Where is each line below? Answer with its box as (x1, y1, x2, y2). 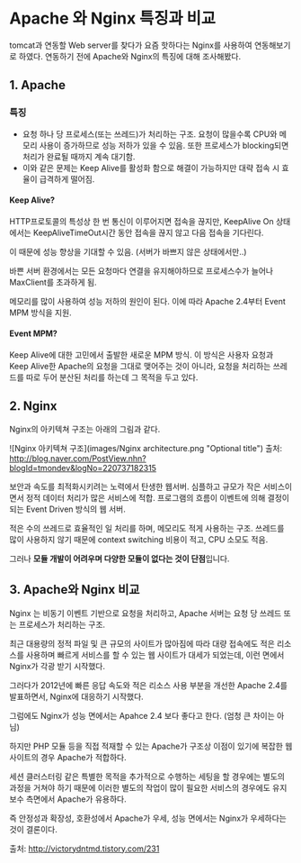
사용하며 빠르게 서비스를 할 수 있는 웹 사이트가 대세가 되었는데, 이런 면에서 (25, 650, 285, 660)
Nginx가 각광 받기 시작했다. (9, 660, 106, 671)
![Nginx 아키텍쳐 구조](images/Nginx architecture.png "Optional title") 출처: (9, 442, 283, 453)
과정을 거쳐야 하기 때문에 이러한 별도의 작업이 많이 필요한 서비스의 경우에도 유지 (9, 782, 288, 793)
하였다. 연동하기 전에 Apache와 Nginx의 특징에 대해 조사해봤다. (18, 50, 242, 61)
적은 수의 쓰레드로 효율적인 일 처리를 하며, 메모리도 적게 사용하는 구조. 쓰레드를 (9, 522, 285, 533)
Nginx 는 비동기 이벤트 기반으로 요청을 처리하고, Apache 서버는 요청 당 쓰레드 (9, 607, 282, 618)
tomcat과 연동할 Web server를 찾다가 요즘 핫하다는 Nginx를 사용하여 (9, 40, 253, 50)
